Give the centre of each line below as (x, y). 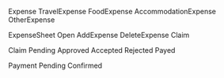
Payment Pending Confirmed (55, 65)
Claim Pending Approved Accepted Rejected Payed (92, 50)
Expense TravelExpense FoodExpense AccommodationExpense (112, 11)
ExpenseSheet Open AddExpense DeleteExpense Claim (99, 35)
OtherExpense (32, 20)
